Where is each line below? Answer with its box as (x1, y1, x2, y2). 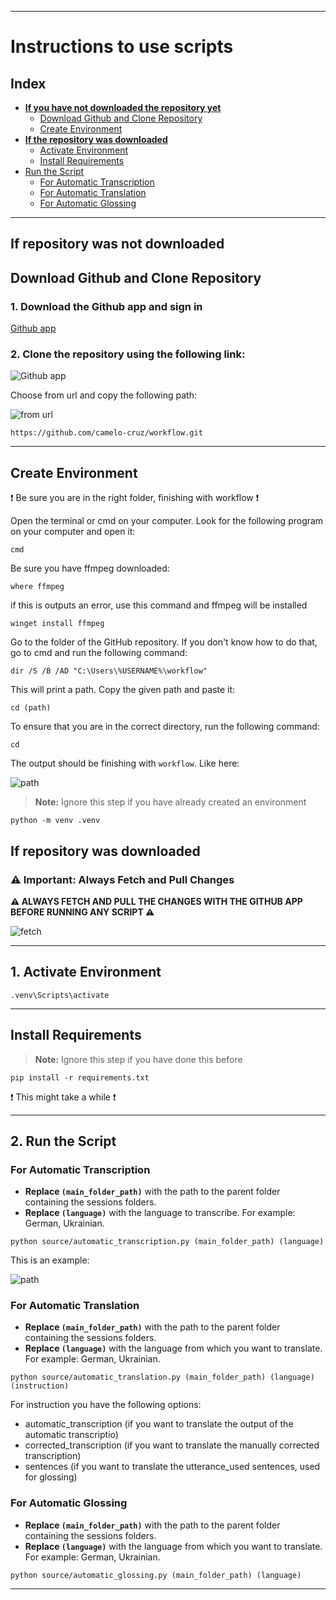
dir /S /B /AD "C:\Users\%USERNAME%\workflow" (10, 666, 208, 676)
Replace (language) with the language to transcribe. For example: (24, 1207, 296, 1219)
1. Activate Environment (10, 964, 162, 981)
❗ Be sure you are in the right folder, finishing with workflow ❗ (10, 492, 260, 504)
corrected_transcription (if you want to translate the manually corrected (24, 1439, 320, 1451)
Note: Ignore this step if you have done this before (34, 1053, 243, 1065)
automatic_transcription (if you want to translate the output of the (24, 1418, 294, 1430)
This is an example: (10, 1254, 90, 1266)
